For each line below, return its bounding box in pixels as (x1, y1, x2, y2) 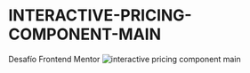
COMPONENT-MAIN (8, 24, 162, 45)
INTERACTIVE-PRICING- (8, 5, 192, 26)
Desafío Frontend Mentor (8, 53, 101, 64)
